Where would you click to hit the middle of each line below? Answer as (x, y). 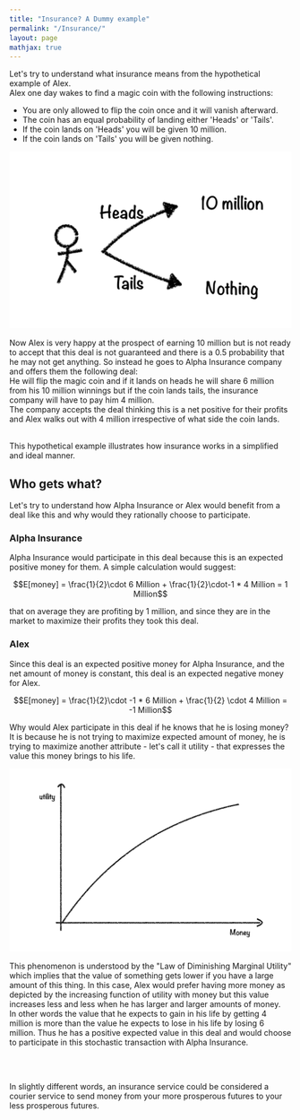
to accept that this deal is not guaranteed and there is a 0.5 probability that (147, 352)
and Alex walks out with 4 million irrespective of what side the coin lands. (145, 419)
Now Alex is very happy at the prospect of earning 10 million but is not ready (150, 343)
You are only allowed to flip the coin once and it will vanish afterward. (150, 110)
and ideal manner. (43, 456)
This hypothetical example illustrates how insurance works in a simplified (144, 446)
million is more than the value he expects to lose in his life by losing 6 (137, 1023)
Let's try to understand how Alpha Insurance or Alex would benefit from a (145, 506)
